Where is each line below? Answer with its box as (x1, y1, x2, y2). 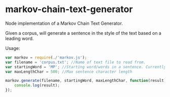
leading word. (5, 35, 34, 41)
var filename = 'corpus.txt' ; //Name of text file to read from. (5, 60, 146, 65)
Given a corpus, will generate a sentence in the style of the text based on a (5, 30, 162, 36)
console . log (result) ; (14, 83, 60, 88)
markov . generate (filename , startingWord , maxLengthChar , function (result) (5, 78, 166, 83)
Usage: (5, 45, 20, 51)
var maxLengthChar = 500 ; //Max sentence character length (5, 69, 133, 74)
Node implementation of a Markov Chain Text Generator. (5, 20, 123, 26)
